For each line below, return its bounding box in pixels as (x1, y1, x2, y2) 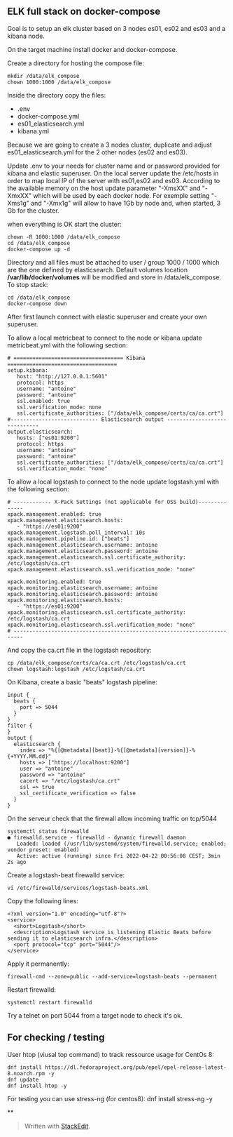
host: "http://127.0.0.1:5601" (16, 373, 108, 380)
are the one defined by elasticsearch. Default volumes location (7, 265, 188, 274)
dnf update (7, 1076, 39, 1083)
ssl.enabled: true (16, 397, 71, 404)
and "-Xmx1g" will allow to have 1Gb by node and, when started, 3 (30, 199, 221, 207)
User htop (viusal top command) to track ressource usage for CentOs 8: (7, 1050, 215, 1058)
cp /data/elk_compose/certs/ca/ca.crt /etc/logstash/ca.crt (7, 659, 187, 666)
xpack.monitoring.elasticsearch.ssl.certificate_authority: (7, 609, 187, 616)
